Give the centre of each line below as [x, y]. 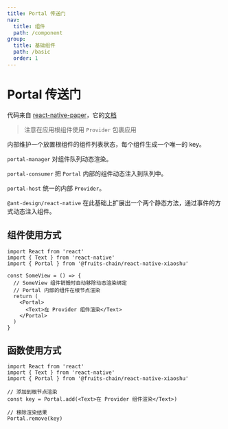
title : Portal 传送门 [36, 13]
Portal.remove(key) [35, 419]
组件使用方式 [34, 235]
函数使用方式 [34, 350]
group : [16, 39]
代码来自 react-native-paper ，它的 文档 [62, 115]
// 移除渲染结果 [27, 413]
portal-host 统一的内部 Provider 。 [56, 188]
